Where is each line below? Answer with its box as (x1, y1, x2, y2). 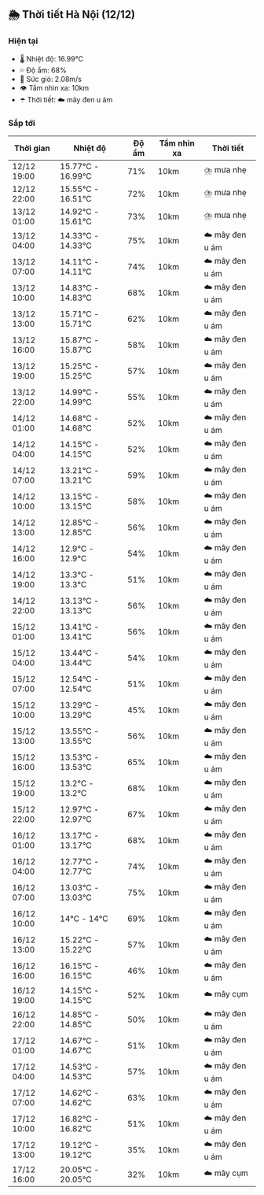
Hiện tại (8, 35, 38, 46)
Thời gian (14, 142, 51, 154)
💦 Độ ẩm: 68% (19, 65, 67, 75)
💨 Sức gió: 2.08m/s (19, 74, 82, 83)
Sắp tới (8, 117, 35, 128)
